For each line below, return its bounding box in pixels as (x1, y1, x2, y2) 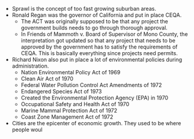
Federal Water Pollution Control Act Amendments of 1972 (20, 81, 162, 89)
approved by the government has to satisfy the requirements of (20, 43, 178, 50)
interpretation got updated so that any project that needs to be (20, 37, 176, 44)
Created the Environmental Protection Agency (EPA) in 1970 (20, 94, 169, 101)
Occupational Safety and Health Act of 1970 (20, 101, 130, 107)
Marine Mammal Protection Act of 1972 (20, 107, 118, 114)
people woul (11, 126, 43, 133)
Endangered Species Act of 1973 (20, 88, 102, 95)
